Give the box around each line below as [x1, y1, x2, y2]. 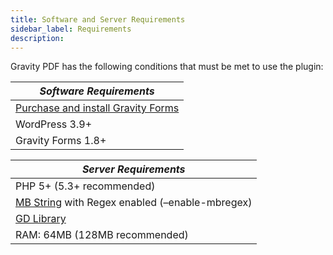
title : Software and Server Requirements [10, 14, 186, 25]
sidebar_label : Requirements [10, 24, 132, 34]
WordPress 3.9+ [15, 117, 93, 131]
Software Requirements [39, 84, 155, 98]
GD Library [15, 212, 67, 226]
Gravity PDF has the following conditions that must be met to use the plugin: [10, 61, 324, 73]
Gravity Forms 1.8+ [15, 134, 107, 148]
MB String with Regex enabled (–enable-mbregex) [15, 196, 253, 210]
